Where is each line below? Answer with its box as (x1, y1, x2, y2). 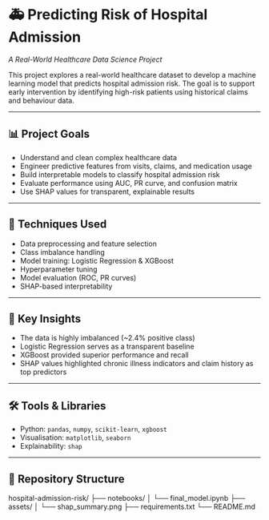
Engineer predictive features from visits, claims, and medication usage (19, 161, 252, 171)
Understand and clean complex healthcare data (19, 152, 178, 162)
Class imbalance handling (19, 247, 106, 256)
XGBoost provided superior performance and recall (19, 350, 190, 360)
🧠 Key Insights (8, 312, 82, 325)
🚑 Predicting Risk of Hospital (8, 6, 208, 24)
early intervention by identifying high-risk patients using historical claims (8, 87, 248, 96)
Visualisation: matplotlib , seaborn (19, 433, 131, 442)
